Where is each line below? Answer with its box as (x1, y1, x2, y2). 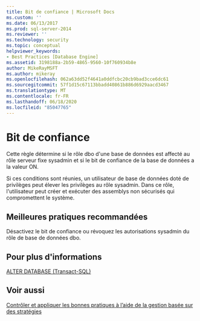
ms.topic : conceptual (6, 43, 61, 49)
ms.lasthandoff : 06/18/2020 (6, 99, 77, 105)
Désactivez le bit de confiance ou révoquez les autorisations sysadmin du (6, 228, 190, 235)
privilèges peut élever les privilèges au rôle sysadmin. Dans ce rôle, (6, 181, 174, 189)
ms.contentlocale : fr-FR (6, 93, 69, 99)
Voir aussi (6, 285, 45, 296)
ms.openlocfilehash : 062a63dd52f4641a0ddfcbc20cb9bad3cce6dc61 (6, 76, 169, 82)
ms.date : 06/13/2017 (6, 20, 59, 26)
